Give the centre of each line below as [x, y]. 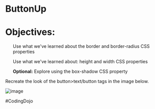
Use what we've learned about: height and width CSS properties [80, 62]
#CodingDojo [19, 101]
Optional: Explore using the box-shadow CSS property [70, 71]
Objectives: [30, 32]
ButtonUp [26, 9]
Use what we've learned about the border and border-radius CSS [81, 46]
